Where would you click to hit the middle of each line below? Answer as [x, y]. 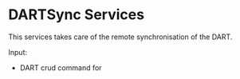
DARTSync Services [77, 15]
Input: [18, 52]
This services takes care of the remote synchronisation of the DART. [120, 37]
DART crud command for [61, 67]
